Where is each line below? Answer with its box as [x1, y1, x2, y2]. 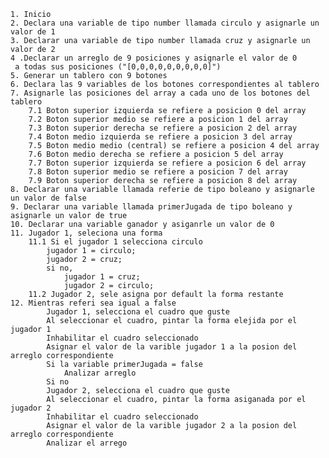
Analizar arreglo [63, 368, 137, 378]
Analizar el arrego [46, 438, 128, 448]
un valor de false [10, 193, 87, 203]
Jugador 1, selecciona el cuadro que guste [46, 307, 230, 317]
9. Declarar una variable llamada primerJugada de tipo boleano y [10, 202, 293, 212]
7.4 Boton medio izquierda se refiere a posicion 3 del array [28, 132, 293, 142]
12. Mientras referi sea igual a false [10, 298, 177, 308]
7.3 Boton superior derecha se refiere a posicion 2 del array [28, 123, 298, 133]
